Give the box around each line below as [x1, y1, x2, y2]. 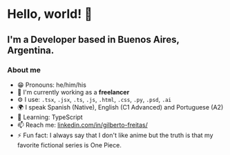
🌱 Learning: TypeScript [17, 113, 83, 121]
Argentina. [7, 44, 55, 56]
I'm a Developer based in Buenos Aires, [7, 34, 180, 45]
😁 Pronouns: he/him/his [17, 81, 86, 89]
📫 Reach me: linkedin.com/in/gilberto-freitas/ [17, 121, 148, 129]
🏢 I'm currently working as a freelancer [17, 87, 130, 96]
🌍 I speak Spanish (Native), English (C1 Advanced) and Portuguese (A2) [17, 103, 224, 111]
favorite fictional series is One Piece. [17, 141, 122, 149]
